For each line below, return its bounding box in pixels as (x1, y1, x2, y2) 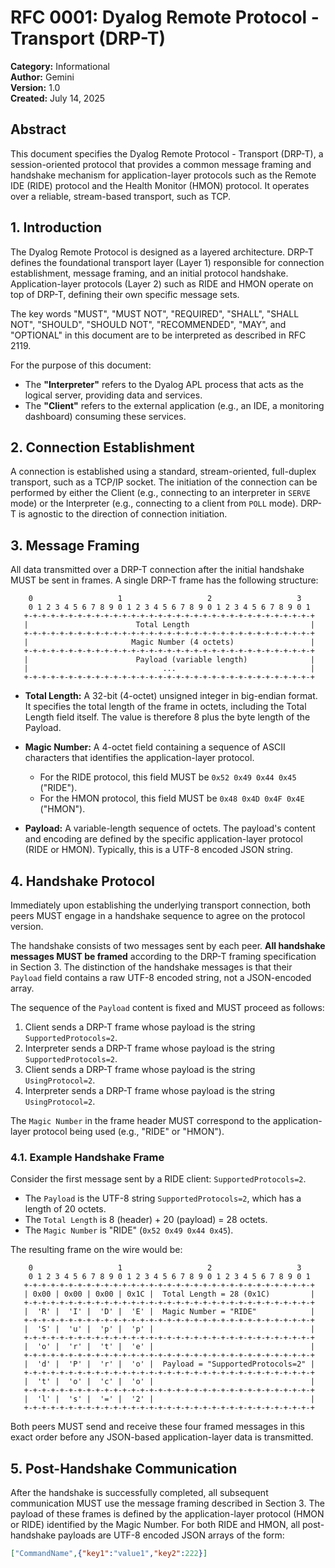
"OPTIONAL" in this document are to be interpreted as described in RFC (10, 329, 307, 341)
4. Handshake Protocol (10, 872, 156, 890)
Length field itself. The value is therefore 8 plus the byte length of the (24, 711, 311, 723)
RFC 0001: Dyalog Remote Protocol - (10, 6, 320, 29)
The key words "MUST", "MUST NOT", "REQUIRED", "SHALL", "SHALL (10, 307, 300, 320)
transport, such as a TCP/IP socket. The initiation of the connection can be (10, 476, 318, 488)
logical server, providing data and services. (24, 389, 203, 401)
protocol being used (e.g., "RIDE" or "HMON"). (33, 1126, 225, 1137)
